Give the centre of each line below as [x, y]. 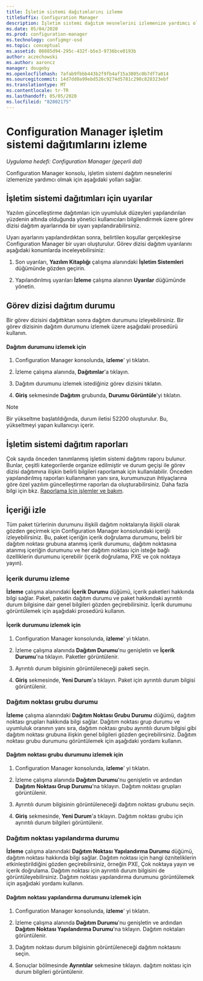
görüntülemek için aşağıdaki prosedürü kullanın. [66, 611]
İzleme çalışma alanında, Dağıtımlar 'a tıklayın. [72, 372]
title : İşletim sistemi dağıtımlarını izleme [64, 12]
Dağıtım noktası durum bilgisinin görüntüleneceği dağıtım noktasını [98, 947]
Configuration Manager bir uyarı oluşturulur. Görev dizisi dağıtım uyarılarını [99, 244]
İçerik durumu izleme [38, 578]
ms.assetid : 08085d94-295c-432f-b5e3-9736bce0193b [71, 51]
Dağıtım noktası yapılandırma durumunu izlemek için [74, 897]
